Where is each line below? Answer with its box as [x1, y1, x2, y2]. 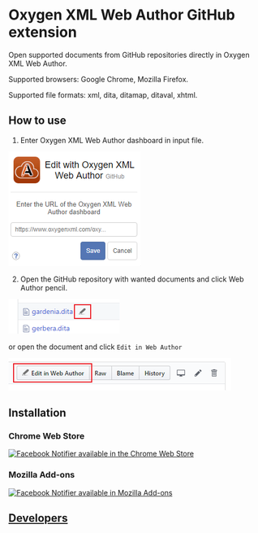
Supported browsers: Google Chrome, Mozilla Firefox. [8, 74, 189, 84]
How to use [8, 114, 67, 128]
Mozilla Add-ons [8, 470, 75, 481]
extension [8, 23, 77, 42]
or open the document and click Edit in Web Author [8, 342, 183, 352]
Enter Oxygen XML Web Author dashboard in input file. [19, 135, 204, 145]
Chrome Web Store [8, 430, 85, 442]
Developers [8, 511, 68, 526]
